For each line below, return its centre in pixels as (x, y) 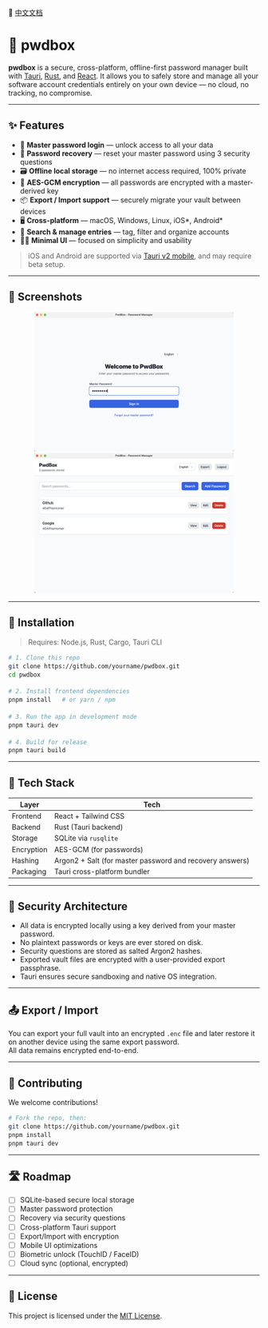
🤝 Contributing (45, 1083)
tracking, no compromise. (51, 93)
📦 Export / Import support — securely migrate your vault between (130, 200)
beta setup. (46, 264)
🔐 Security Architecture (68, 906)
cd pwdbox (25, 675)
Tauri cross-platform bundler (102, 871)
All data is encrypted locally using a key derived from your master (128, 926)
